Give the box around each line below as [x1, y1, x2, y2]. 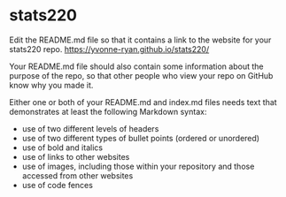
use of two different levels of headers [21, 123, 159, 133]
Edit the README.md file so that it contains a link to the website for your [9, 34, 272, 45]
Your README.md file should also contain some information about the [9, 61, 264, 72]
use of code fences [21, 179, 93, 190]
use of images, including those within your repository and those [21, 161, 255, 171]
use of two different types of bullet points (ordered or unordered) [21, 133, 259, 143]
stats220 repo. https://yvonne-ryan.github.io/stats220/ [9, 43, 210, 54]
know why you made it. [9, 80, 94, 90]
